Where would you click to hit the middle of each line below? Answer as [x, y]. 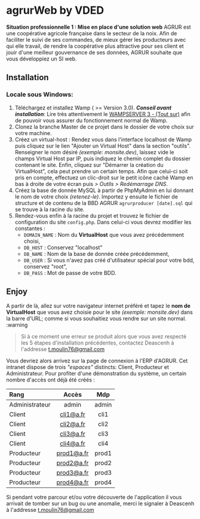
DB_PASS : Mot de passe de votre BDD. [70, 273]
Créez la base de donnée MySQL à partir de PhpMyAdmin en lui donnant [104, 190]
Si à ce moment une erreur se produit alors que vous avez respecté [104, 337]
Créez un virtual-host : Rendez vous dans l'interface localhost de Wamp [103, 139]
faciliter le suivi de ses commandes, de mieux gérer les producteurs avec [96, 39]
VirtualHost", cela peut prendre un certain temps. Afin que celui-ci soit [101, 171]
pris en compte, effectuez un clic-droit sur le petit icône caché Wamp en [104, 178]
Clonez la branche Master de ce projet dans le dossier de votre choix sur [104, 127]
